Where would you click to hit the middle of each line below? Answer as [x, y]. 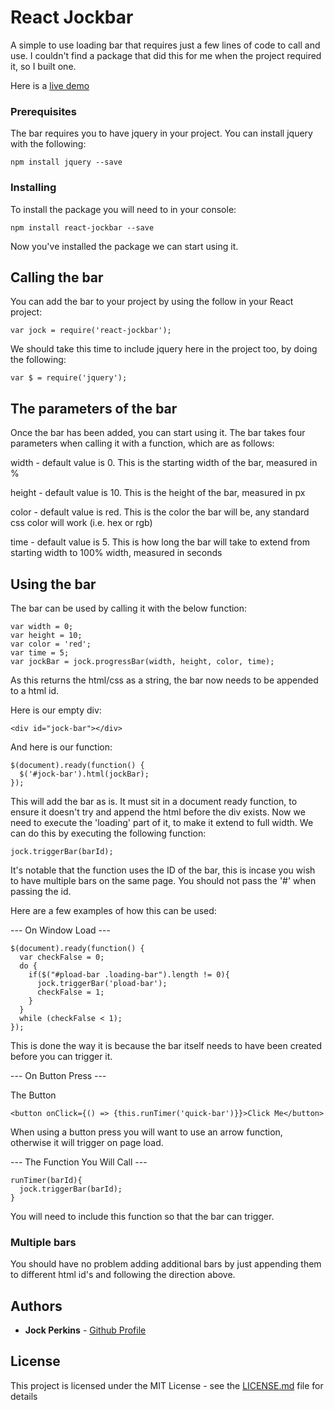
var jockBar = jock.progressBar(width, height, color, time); [142, 661]
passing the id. [41, 891]
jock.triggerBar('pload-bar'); [102, 983]
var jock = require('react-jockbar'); [91, 331]
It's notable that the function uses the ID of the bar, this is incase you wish [163, 870]
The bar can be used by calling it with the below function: [129, 608]
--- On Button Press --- [58, 1075]
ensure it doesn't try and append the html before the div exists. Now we [158, 812]
